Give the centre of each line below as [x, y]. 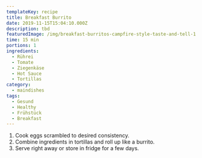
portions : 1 [21, 46]
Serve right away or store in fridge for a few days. [77, 148]
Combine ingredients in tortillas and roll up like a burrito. [85, 142]
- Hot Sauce [27, 74]
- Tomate [23, 62]
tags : [13, 96]
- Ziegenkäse [28, 68]
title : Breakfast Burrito [39, 17]
